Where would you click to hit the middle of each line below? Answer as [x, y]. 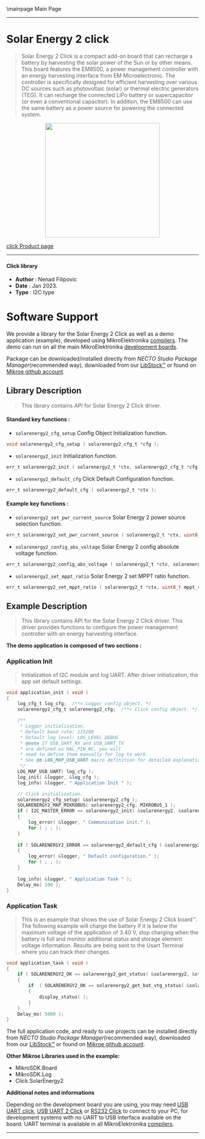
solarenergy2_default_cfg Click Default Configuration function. [95, 479]
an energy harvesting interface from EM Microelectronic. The [98, 75]
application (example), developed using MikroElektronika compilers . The [97, 341]
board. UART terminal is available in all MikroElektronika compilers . [90, 1124]
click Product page [30, 246]
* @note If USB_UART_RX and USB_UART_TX [72, 743]
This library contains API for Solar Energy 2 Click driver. [91, 405]
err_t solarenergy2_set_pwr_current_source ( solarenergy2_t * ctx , [94, 535]
